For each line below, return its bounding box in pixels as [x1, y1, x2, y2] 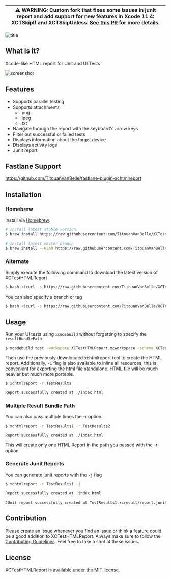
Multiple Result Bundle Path [5, 402, 75, 409]
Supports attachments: [12, 104, 61, 110]
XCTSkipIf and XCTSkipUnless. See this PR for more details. [11, 19, 160, 26]
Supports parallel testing [12, 98, 65, 104]
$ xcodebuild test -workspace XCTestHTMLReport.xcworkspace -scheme [5, 346, 154, 351]
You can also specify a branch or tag [5, 294, 82, 300]
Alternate [5, 257, 30, 265]
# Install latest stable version [5, 227, 76, 232]
